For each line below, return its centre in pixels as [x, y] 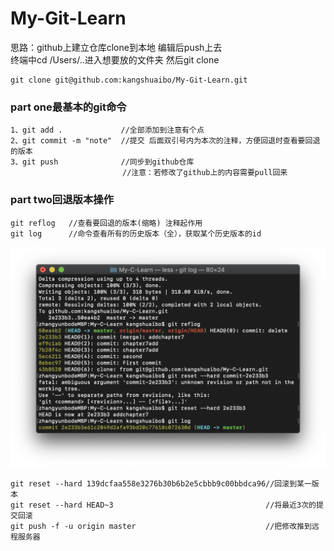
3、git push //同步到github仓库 [102, 162]
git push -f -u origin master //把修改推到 [161, 526]
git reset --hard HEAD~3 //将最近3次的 [163, 505]
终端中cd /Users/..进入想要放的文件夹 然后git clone [115, 59]
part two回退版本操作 [62, 200]
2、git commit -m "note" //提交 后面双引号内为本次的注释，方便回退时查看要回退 [165, 141]
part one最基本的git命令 [68, 107]
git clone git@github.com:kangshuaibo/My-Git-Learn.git [129, 80]
